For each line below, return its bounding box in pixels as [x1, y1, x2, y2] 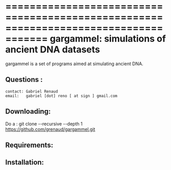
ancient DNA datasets [5, 44, 101, 55]
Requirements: [5, 140, 54, 149]
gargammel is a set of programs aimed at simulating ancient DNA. [5, 61, 144, 67]
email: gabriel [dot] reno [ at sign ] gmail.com [5, 93, 117, 98]
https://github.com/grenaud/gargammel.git [5, 126, 95, 132]
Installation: [5, 158, 44, 167]
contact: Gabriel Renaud [5, 89, 58, 94]
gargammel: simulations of [50, 33, 166, 45]
